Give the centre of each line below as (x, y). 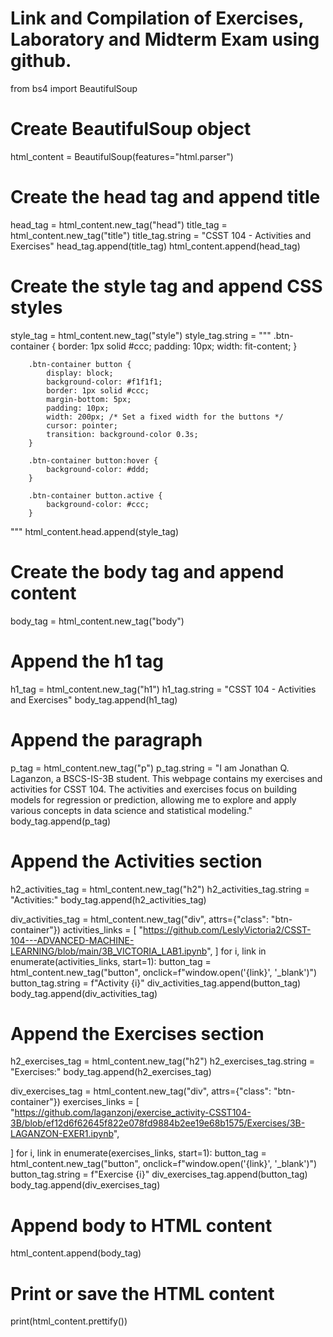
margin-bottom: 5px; (89, 399)
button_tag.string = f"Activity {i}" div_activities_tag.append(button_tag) (156, 983)
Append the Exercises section (137, 1033)
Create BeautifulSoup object (131, 129)
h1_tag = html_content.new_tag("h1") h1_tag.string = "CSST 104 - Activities (163, 689)
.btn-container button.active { (95, 495)
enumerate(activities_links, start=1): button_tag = (111, 961)
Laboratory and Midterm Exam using (165, 39)
